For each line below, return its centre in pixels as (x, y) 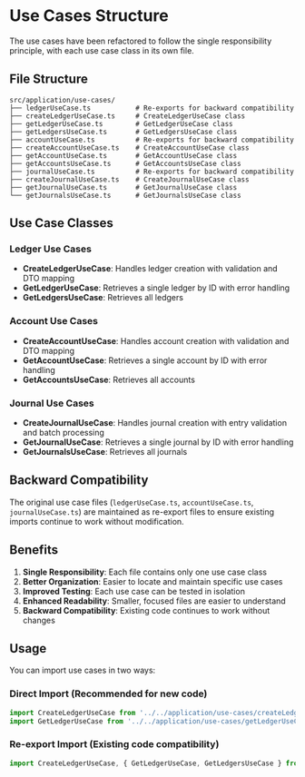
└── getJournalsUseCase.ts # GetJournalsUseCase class (126, 195)
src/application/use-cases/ (63, 100)
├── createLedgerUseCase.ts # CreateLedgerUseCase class (128, 116)
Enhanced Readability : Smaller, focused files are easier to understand (154, 601)
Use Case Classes (61, 223)
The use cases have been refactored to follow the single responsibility (141, 41)
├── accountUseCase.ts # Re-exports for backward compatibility (152, 140)
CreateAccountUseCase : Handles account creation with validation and (156, 340)
